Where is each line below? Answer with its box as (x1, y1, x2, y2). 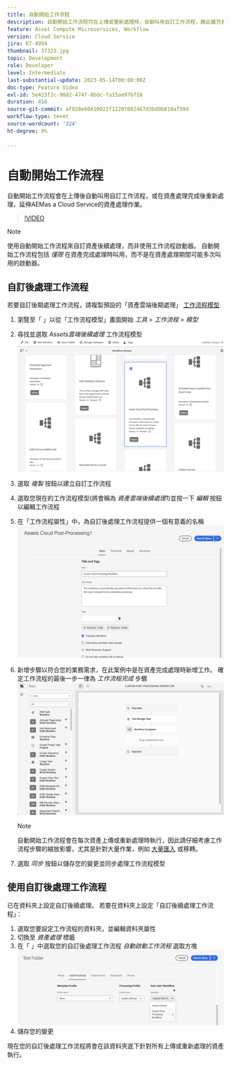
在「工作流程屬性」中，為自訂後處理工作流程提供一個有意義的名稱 (16, 518, 204, 526)
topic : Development (7, 55, 63, 62)
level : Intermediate (7, 69, 67, 76)
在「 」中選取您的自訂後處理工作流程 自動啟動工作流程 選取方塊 (16, 941, 197, 950)
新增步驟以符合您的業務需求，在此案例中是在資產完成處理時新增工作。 (16, 665, 217, 674)
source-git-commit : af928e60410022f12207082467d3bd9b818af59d (7, 106, 189, 113)
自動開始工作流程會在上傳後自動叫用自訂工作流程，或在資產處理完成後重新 (7, 192, 218, 200)
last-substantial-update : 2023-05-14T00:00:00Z (7, 77, 146, 84)
